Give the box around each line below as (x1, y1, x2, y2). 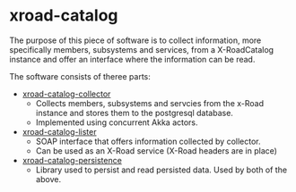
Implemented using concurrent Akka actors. (35, 117, 199, 128)
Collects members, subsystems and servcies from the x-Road (35, 97, 265, 108)
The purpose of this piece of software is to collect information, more (9, 35, 262, 46)
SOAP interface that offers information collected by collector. (35, 136, 261, 146)
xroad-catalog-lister (22, 126, 97, 137)
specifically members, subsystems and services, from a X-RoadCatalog (9, 44, 274, 54)
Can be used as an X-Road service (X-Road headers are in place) (35, 145, 278, 156)
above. (35, 173, 61, 184)
